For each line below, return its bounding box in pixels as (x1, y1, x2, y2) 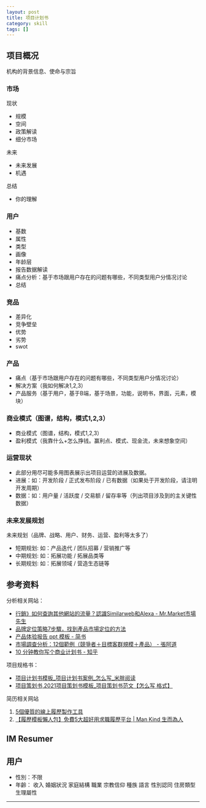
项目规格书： (6, 661, 39, 668)
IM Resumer (6, 734, 53, 744)
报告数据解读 (15, 265, 48, 273)
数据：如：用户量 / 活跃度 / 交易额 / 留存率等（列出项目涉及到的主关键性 (15, 492, 197, 499)
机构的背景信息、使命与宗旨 (6, 68, 77, 75)
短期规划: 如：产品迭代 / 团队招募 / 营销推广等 (15, 544, 131, 552)
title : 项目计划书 (6, 15, 49, 21)
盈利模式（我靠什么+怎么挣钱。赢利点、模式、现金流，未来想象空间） (15, 436, 191, 444)
